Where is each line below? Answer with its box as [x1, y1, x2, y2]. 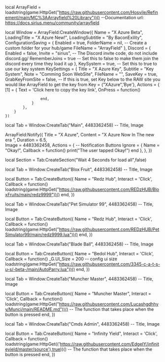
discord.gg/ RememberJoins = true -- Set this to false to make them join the [5, 56, 159, 61]
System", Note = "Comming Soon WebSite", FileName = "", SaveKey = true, [5, 71, 158, 77]
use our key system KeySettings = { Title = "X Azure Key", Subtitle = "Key [5, 66, 154, 72]
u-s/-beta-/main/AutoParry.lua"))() [5, 267, 75, 272]
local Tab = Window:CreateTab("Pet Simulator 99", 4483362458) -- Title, [5, 201, 154, 207]
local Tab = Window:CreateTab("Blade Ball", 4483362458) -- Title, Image [5, 241, 154, 247]
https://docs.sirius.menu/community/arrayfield [5, 20, 99, 26]
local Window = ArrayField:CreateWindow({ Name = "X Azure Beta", [5, 30, 143, 35]
